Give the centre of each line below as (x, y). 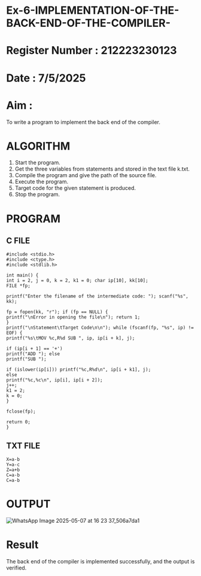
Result (22, 545)
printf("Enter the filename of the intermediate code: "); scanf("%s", (97, 296)
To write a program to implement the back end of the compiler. (83, 122)
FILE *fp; (19, 286)
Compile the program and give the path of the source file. (86, 175)
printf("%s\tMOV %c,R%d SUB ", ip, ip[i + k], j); (71, 338)
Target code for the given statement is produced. (75, 188)
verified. (16, 568)
